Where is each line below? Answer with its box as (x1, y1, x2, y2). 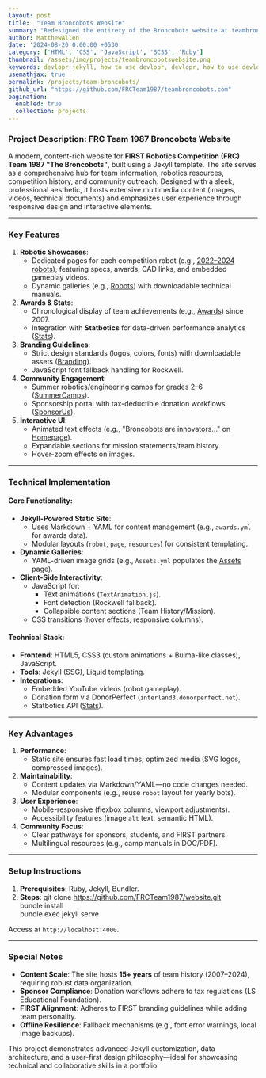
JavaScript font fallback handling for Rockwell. (31, 365, 184, 375)
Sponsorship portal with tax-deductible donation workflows (31, 398, 226, 408)
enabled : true (15, 100, 62, 108)
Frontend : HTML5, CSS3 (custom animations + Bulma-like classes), (19, 650, 241, 660)
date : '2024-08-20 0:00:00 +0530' (8, 41, 123, 49)
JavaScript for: (31, 581, 81, 590)
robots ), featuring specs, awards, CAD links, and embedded (31, 264, 227, 273)
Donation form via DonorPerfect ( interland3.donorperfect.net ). (31, 692, 241, 702)
